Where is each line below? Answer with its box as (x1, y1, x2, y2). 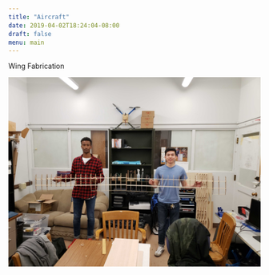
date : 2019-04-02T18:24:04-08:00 (8, 21, 120, 30)
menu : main (8, 38, 45, 47)
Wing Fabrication (8, 61, 65, 71)
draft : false (8, 30, 52, 38)
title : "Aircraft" (8, 13, 70, 21)
